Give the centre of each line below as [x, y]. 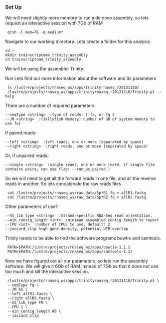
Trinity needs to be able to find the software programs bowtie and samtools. [83, 238]
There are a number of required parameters [50, 105]
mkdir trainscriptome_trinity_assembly [47, 55]
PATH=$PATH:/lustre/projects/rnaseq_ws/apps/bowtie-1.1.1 [69, 247]
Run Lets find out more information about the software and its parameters [81, 78]
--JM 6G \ [17, 289]
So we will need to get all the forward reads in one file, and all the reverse [81, 178]
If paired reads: [21, 133]
